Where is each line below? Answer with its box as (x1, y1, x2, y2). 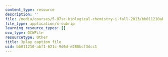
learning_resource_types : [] (5, 26, 66, 31)
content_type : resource (5, 7, 55, 12)
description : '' (5, 12, 39, 17)
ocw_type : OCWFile (5, 30, 43, 35)
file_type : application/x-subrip (5, 21, 75, 26)
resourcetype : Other (5, 35, 48, 40)
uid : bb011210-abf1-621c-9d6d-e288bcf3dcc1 (5, 44, 97, 49)
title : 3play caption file (5, 40, 61, 45)
